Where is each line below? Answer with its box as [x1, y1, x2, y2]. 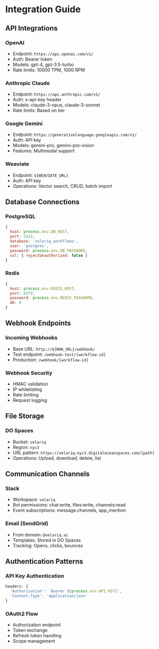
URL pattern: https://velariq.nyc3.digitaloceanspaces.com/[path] [12, 449, 155, 456]
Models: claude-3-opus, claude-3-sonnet [12, 102, 100, 108]
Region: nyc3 [12, 444, 40, 450]
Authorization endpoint [12, 622, 61, 628]
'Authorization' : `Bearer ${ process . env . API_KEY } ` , [10, 589, 122, 594]
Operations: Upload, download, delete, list [12, 455, 101, 461]
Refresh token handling [12, 633, 62, 639]
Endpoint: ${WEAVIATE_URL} [12, 172, 69, 178]
